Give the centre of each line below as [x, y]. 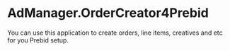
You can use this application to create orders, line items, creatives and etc [115, 33]
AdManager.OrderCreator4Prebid [108, 13]
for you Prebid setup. [38, 40]
